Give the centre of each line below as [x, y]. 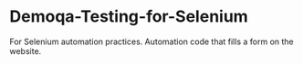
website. [26, 50]
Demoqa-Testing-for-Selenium [129, 17]
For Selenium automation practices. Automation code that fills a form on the [151, 41]
